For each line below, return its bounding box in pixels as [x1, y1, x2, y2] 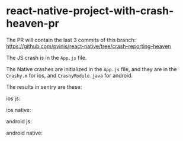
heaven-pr [6, 17, 59, 30]
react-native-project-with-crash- [6, 4, 174, 18]
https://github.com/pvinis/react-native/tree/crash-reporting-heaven [6, 43, 171, 50]
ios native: [6, 106, 31, 113]
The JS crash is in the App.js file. [6, 54, 87, 61]
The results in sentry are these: [6, 83, 82, 90]
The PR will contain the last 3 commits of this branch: [6, 36, 136, 43]
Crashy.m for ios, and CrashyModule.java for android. [6, 72, 133, 79]
